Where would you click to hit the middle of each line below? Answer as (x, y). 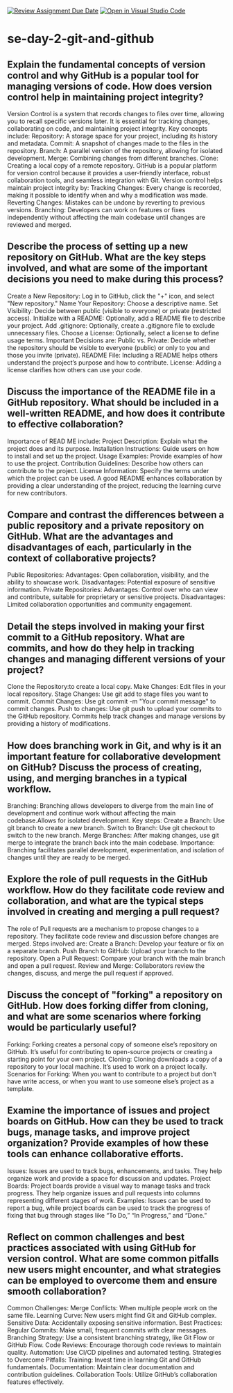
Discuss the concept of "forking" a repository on (115, 995)
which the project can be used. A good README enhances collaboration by (115, 478)
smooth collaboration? (57, 1291)
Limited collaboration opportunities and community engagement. (100, 605)
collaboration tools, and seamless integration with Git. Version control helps (115, 180)
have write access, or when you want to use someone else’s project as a (111, 1081)
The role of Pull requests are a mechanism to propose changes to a (103, 928)
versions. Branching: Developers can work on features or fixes (96, 210)
